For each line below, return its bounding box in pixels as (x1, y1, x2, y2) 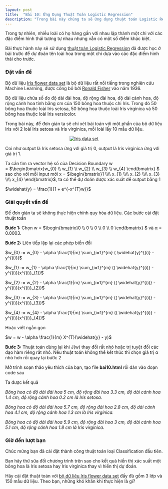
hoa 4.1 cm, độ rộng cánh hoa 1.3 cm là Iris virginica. (5, 409, 114, 415)
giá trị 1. (5, 151, 21, 157)
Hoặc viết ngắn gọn (5, 324, 46, 330)
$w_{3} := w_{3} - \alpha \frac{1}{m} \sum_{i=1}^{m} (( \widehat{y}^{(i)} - (5, 294, 156, 300)
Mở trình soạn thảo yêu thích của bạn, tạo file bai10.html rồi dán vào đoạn (5, 364, 158, 370)
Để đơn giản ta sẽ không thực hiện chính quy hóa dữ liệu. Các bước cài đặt (5, 210, 159, 216)
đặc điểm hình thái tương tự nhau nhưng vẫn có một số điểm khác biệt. (5, 36, 151, 42)
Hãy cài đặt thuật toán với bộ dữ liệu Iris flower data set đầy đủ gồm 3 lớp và (5, 473, 162, 479)
